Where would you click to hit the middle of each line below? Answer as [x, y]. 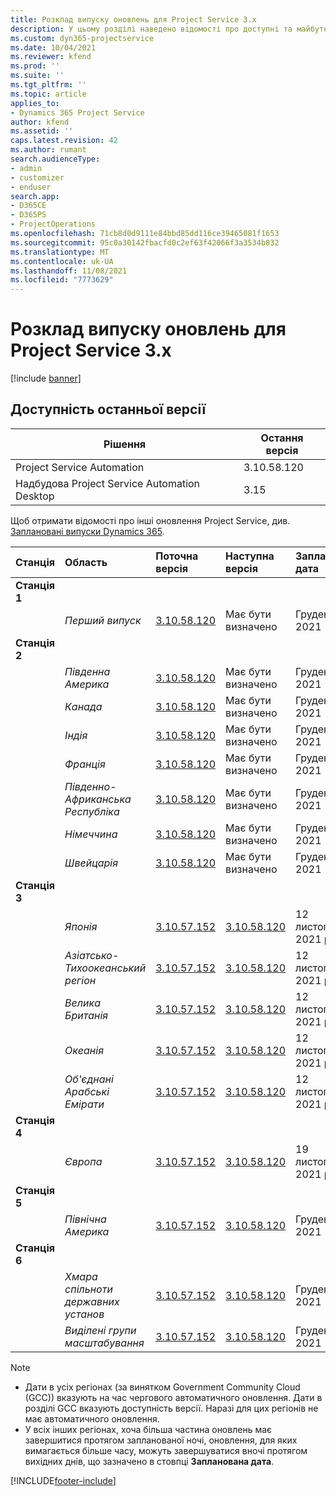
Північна [85, 1219]
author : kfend [40, 122]
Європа [83, 1161]
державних [92, 1301]
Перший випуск [103, 620]
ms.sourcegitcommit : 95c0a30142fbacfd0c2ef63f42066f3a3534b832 [145, 242]
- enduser [31, 187]
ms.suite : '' [37, 76]
